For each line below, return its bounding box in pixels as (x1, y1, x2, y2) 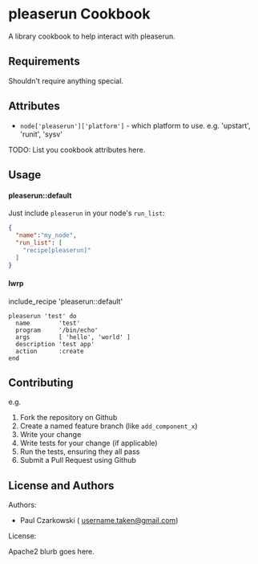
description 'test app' (15, 340, 95, 348)
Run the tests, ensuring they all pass (19, 447, 140, 456)
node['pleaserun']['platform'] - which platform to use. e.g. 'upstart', (19, 121, 251, 130)
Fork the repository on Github (19, 413, 118, 423)
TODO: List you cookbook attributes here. (8, 145, 146, 154)
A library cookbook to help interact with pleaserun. (8, 31, 176, 41)
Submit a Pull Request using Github (19, 456, 136, 465)
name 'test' (15, 319, 81, 327)
